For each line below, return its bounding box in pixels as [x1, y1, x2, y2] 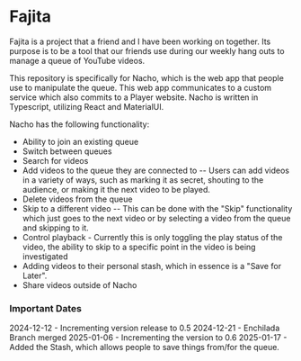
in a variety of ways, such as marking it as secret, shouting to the [22, 174, 264, 185]
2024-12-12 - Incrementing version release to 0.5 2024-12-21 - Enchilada [9, 322, 280, 334]
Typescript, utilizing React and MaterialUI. [9, 101, 164, 112]
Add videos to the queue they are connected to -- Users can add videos [22, 165, 290, 176]
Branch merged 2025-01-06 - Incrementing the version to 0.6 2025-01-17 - [9, 332, 288, 343]
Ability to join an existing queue [22, 136, 139, 147]
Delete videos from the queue [22, 194, 133, 204]
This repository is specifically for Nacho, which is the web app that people [9, 72, 285, 83]
